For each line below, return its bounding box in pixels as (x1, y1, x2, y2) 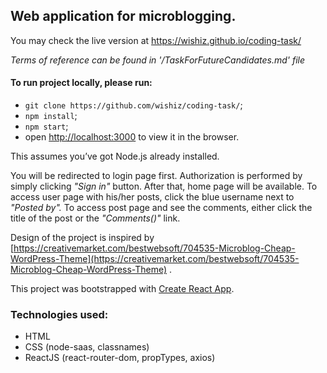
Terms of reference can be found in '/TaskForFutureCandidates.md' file (10, 54, 306, 66)
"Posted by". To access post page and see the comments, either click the (10, 202, 313, 214)
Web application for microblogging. (10, 8, 237, 25)
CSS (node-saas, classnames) (24, 341, 150, 353)
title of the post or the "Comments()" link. (10, 212, 181, 224)
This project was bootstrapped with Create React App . (10, 283, 235, 295)
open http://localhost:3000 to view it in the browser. (24, 131, 240, 143)
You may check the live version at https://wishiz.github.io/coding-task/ (10, 34, 302, 46)
